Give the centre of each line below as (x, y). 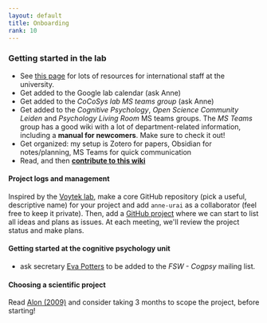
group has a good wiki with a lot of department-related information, (130, 126)
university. (37, 84)
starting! (22, 311)
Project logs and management (59, 179)
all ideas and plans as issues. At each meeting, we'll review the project (124, 222)
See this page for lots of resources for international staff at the (122, 76)
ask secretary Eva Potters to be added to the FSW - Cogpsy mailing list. (137, 266)
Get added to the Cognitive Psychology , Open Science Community (129, 109)
